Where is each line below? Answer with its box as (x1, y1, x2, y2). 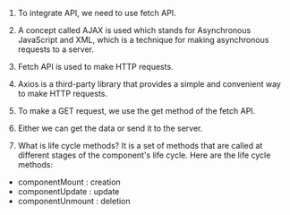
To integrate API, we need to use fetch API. (17, 8, 176, 18)
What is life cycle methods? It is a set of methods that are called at (17, 141, 263, 150)
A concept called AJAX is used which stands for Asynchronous (17, 25, 252, 35)
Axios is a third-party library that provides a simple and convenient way (17, 79, 282, 89)
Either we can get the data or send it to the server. (17, 123, 203, 133)
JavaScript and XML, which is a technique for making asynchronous (17, 35, 269, 45)
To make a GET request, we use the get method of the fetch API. (17, 106, 256, 116)
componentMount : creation (17, 176, 121, 187)
